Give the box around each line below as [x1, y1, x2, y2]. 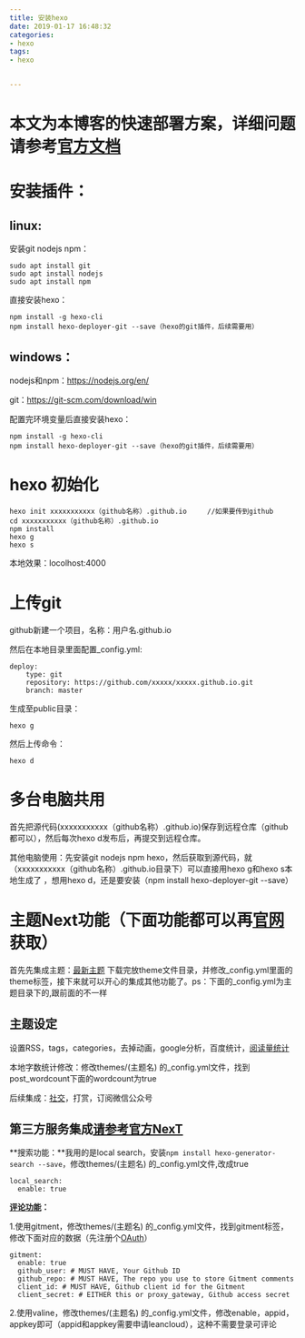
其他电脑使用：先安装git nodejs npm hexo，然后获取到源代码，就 [9, 851, 252, 862]
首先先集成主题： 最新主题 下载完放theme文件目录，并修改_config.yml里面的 [9, 964, 293, 975]
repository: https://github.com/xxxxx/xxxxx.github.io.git [25, 678, 254, 687]
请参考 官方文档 [9, 136, 122, 157]
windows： [9, 349, 74, 365]
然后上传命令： [9, 738, 65, 749]
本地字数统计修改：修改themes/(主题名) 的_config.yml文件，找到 [9, 1061, 251, 1072]
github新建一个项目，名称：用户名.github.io [9, 624, 172, 635]
